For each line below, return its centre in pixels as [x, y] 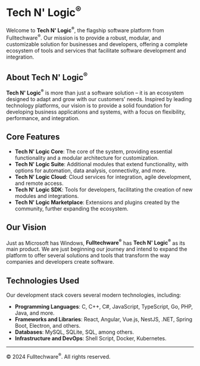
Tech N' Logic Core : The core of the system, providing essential [93, 151]
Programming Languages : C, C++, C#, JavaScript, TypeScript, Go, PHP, [104, 307]
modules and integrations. [47, 196]
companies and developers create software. [60, 262]
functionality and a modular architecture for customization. [87, 158]
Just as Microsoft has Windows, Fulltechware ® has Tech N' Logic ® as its [96, 242]
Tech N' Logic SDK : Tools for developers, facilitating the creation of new [104, 190]
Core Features [33, 137]
